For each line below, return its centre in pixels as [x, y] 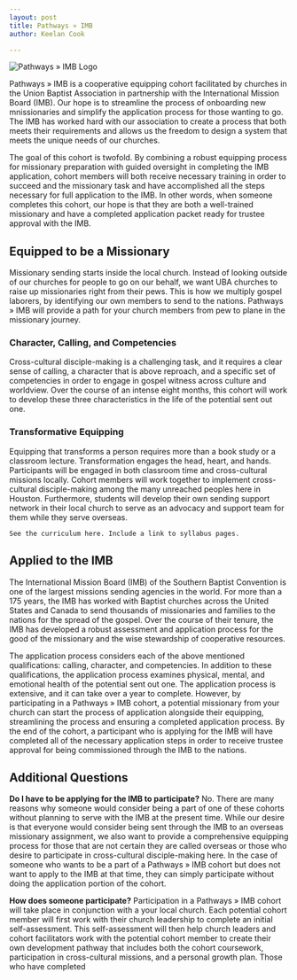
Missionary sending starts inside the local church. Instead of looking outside [148, 273]
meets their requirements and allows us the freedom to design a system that [148, 131]
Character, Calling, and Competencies [93, 343]
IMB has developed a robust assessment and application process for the [141, 629]
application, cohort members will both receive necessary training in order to [148, 176]
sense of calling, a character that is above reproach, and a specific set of [143, 371]
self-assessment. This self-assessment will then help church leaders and [143, 929]
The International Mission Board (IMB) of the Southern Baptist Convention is [148, 582]
